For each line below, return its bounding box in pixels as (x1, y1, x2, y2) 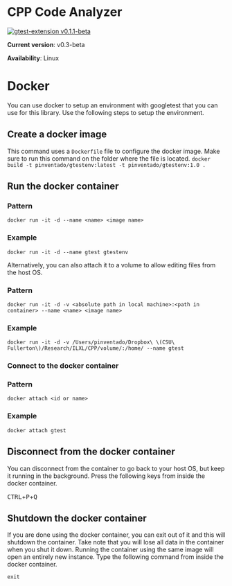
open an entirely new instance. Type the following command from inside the (7, 553, 224, 561)
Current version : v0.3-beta (7, 40, 85, 48)
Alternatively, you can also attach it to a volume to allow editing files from (7, 260, 216, 269)
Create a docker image (7, 129, 107, 141)
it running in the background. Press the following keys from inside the (7, 472, 206, 480)
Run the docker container (7, 181, 119, 193)
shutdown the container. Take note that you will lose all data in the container (7, 538, 224, 547)
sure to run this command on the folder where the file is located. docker (7, 154, 211, 163)
